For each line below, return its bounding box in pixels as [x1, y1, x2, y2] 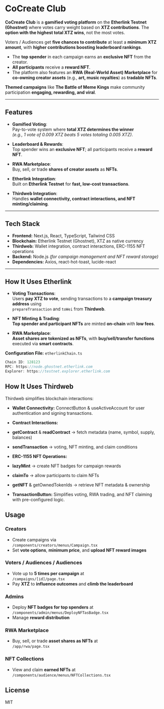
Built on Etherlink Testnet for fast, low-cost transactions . [12, 181, 130, 187]
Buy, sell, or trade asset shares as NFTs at [12, 638, 98, 644]
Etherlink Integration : [12, 176, 56, 181]
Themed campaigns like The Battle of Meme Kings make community [5, 84, 145, 90]
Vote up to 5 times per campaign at [12, 570, 84, 576]
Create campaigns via [12, 536, 57, 542]
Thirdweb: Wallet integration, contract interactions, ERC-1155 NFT [12, 243, 145, 249]
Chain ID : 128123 [5, 360, 41, 365]
